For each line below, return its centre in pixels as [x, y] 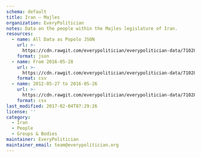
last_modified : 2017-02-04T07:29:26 [52, 106]
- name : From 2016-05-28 [42, 61]
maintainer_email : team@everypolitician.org [63, 145]
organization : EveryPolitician [45, 23]
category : [19, 117]
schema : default [26, 12]
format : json [33, 56]
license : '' [21, 112]
